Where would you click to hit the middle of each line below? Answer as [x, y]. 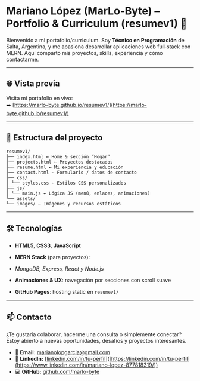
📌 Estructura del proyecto [54, 138]
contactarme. [23, 59]
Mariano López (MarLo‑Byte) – [83, 11]
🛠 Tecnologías [34, 228]
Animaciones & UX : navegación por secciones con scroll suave [93, 280]
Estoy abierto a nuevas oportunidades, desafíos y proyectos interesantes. [96, 341]
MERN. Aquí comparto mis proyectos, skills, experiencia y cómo [85, 53]
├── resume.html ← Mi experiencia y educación [65, 167]
